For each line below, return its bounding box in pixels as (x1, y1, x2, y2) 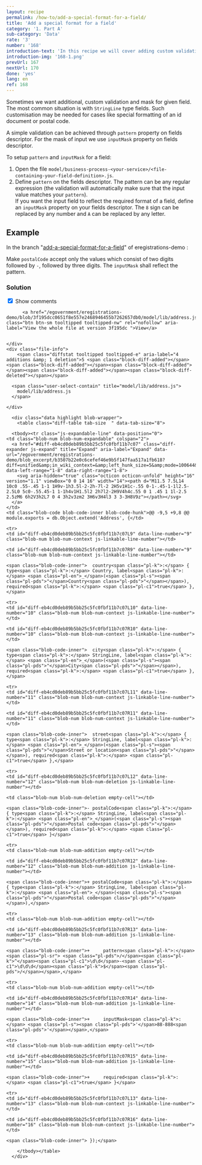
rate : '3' (6, 37, 31, 43)
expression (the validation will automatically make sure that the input (14, 185, 185, 192)
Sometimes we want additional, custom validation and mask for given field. (6, 98, 192, 106)
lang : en (6, 76, 28, 82)
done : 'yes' (6, 71, 36, 77)
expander (6, 447, 28, 453)
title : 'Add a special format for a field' (6, 20, 117, 26)
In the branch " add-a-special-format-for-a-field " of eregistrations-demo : (6, 244, 188, 251)
